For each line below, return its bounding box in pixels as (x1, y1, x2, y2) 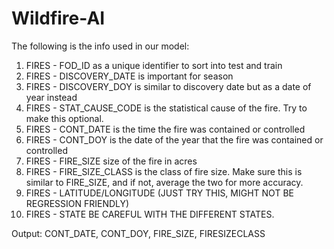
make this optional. (25, 112, 104, 124)
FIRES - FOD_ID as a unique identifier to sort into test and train (25, 59, 283, 71)
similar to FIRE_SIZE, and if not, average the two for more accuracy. (25, 176, 304, 188)
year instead (25, 91, 78, 103)
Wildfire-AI (11, 7, 106, 30)
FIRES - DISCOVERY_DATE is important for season (25, 70, 234, 82)
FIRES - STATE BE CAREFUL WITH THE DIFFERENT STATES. (25, 208, 275, 220)
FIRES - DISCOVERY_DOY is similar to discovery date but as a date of (25, 80, 312, 92)
